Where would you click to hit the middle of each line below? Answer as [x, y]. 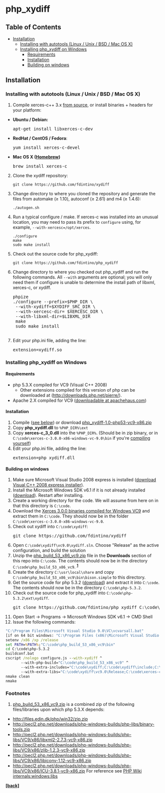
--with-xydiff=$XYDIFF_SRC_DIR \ [56, 306]
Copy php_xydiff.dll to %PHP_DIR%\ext [50, 428]
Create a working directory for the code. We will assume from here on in [85, 501]
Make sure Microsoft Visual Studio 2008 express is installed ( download [84, 480]
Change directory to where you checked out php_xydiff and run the [81, 272]
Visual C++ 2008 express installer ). [48, 485]
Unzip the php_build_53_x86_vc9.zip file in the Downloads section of [82, 556]
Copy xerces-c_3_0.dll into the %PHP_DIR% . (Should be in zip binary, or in [85, 433]
